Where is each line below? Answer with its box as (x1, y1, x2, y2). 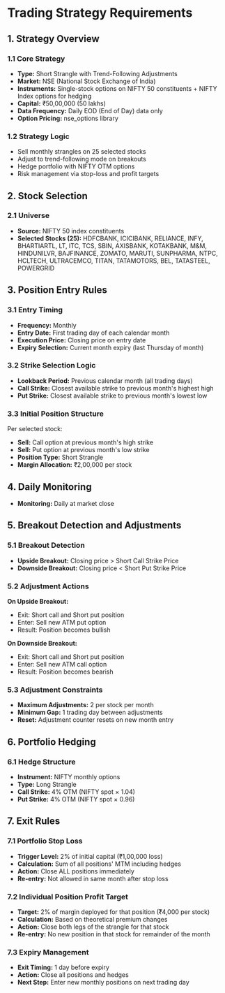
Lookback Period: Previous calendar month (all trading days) (17, 376, 193, 385)
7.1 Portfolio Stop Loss (7, 836, 83, 846)
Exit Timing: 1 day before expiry (17, 963, 110, 972)
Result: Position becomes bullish (17, 625, 111, 634)
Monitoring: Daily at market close (17, 499, 115, 507)
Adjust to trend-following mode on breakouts (17, 155, 146, 164)
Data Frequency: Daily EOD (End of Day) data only (17, 106, 164, 115)
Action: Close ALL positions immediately (17, 867, 134, 875)
